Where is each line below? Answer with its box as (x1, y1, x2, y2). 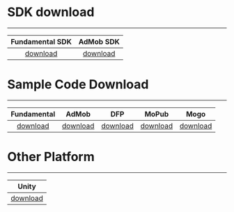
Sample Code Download (7, 77, 149, 93)
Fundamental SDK (10, 36, 72, 46)
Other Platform (7, 149, 95, 165)
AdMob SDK (78, 36, 120, 46)
